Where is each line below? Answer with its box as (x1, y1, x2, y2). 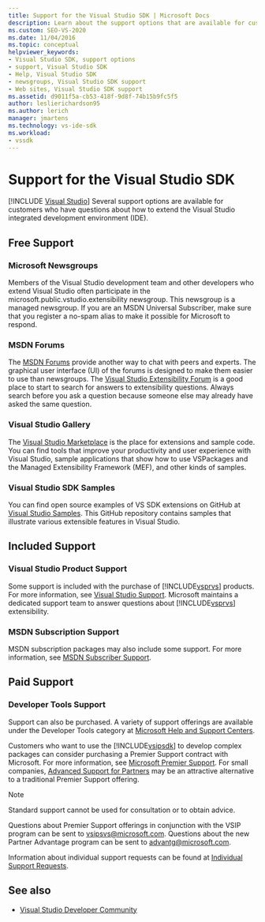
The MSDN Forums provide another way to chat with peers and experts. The (8, 357, 256, 367)
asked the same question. (8, 400, 92, 409)
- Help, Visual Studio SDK (8, 70, 97, 78)
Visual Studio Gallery (8, 420, 91, 431)
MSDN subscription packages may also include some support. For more (8, 645, 242, 653)
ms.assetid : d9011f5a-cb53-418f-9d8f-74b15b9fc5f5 (8, 92, 178, 100)
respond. (8, 320, 38, 329)
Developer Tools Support (8, 699, 106, 710)
